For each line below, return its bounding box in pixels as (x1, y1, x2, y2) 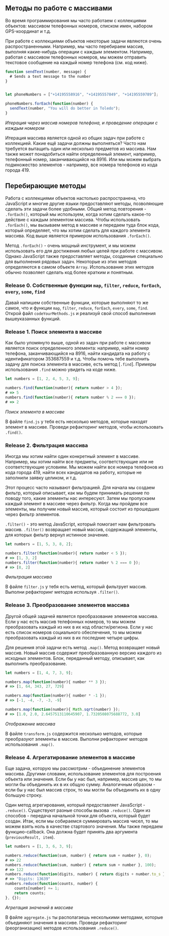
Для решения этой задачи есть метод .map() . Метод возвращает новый (5, 644, 160, 650)
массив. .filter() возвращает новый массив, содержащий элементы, (5, 527, 157, 533)
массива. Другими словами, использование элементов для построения (5, 771, 161, 777)
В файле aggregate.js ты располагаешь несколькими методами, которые (5, 914, 163, 920)
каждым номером (5, 125, 45, 131)
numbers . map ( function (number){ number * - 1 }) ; (5, 693, 107, 698)
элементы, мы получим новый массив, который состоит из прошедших (5, 506, 159, 512)
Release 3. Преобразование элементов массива (5, 602, 130, 609)
